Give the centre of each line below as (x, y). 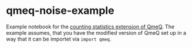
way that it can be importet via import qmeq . (59, 39)
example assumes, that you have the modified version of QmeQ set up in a (96, 32)
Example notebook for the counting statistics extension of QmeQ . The (90, 27)
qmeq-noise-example (60, 11)
